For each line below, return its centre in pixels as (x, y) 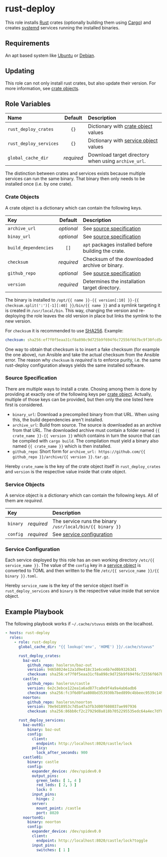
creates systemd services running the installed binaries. (62, 27)
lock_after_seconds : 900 (62, 753)
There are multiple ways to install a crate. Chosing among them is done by (81, 389)
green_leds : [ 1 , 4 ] (59, 780)
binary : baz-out (44, 730)
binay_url (19, 236)
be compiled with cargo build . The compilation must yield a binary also (85, 440)
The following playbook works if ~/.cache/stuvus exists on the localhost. (80, 624)
